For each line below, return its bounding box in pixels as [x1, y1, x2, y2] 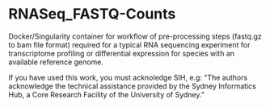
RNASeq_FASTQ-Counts [8, 5, 176, 23]
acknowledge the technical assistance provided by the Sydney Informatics [8, 81, 256, 91]
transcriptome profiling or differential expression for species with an [8, 48, 235, 58]
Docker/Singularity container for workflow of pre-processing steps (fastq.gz [8, 31, 262, 41]
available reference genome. [8, 57, 103, 67]
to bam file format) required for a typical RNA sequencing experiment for [8, 39, 251, 49]
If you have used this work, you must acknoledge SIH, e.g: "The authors [8, 72, 248, 82]
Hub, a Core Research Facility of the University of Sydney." [8, 89, 205, 99]
